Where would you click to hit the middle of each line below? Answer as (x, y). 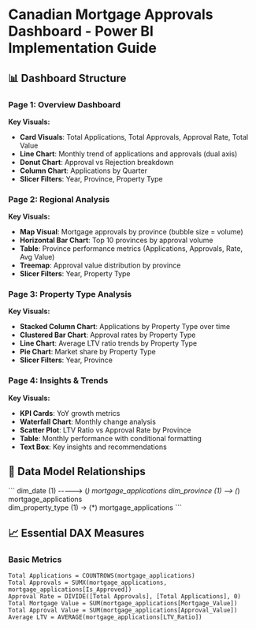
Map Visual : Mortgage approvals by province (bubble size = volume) (132, 232)
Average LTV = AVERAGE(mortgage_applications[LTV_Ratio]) (105, 617)
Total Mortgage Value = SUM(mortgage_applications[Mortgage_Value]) (123, 604)
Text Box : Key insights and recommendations (93, 447)
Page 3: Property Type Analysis (70, 294)
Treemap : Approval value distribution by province (100, 265)
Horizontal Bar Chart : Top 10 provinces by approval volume (116, 240)
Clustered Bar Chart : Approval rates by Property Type (108, 335)
